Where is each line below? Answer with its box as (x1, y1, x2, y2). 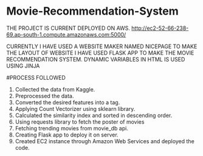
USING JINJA (6, 62, 40, 69)
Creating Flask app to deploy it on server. (15, 131, 119, 138)
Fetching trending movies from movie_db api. (15, 124, 129, 132)
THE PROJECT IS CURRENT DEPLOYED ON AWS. (6, 24, 131, 32)
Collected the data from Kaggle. (15, 85, 95, 93)
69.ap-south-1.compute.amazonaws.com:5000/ (6, 30, 126, 38)
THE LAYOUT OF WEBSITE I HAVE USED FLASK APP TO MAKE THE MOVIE (6, 49, 194, 56)
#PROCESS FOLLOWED (6, 74, 66, 81)
